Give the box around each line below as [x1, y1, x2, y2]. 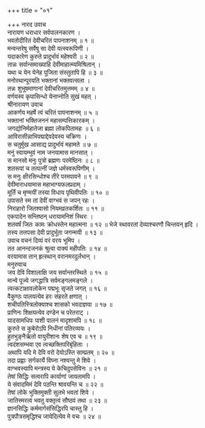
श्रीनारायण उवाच [7, 100, 43, 109]
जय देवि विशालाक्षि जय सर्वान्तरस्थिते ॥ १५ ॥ [7, 268, 108, 277]
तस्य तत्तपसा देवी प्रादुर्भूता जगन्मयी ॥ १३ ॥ [7, 228, 103, 237]
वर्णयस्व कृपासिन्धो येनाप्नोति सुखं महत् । [7, 92, 97, 100]
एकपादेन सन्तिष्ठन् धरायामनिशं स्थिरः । [7, 213, 94, 220]
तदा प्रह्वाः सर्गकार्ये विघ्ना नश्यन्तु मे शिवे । [7, 356, 96, 365]
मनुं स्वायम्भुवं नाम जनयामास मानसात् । [7, 149, 94, 156]
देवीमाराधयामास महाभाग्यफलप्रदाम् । [7, 181, 87, 188]
